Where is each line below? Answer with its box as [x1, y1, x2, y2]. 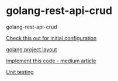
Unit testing [6, 68, 34, 75]
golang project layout [6, 45, 57, 53]
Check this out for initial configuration [6, 34, 97, 41]
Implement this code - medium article [6, 57, 96, 64]
